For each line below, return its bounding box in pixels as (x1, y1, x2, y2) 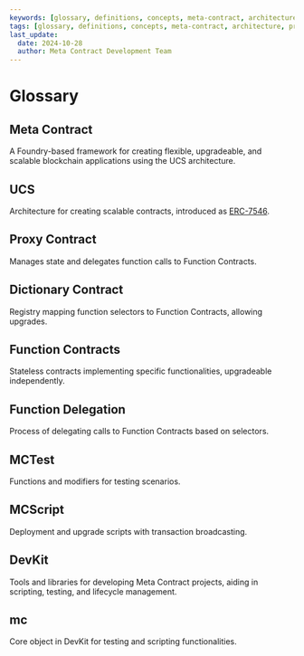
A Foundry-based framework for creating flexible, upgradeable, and (9, 146, 262, 157)
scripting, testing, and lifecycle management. (9, 585, 177, 597)
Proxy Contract (9, 232, 97, 247)
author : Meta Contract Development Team (17, 47, 172, 56)
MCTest (9, 452, 55, 467)
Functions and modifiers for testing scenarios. (9, 476, 181, 487)
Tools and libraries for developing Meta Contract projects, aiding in (9, 576, 259, 587)
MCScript (9, 502, 65, 518)
